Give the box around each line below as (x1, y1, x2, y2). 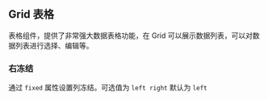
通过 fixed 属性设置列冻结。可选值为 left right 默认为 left (8, 83, 207, 93)
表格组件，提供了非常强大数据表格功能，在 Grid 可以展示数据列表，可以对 (8, 31, 253, 40)
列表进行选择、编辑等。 (15, 40, 94, 50)
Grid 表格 (8, 7, 55, 22)
